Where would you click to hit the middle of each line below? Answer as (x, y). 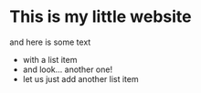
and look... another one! (67, 69)
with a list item (50, 59)
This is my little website (100, 17)
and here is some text (50, 42)
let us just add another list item (80, 78)
